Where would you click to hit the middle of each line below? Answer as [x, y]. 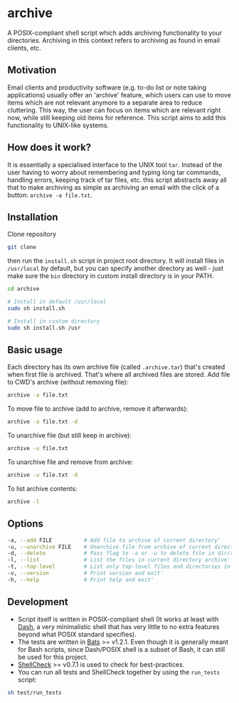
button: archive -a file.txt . [50, 195]
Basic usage [35, 350]
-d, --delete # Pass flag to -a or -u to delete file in [111, 553]
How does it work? [49, 147]
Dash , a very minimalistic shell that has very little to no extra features [118, 626]
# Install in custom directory [54, 321]
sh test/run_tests [34, 692]
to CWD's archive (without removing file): [68, 382]
